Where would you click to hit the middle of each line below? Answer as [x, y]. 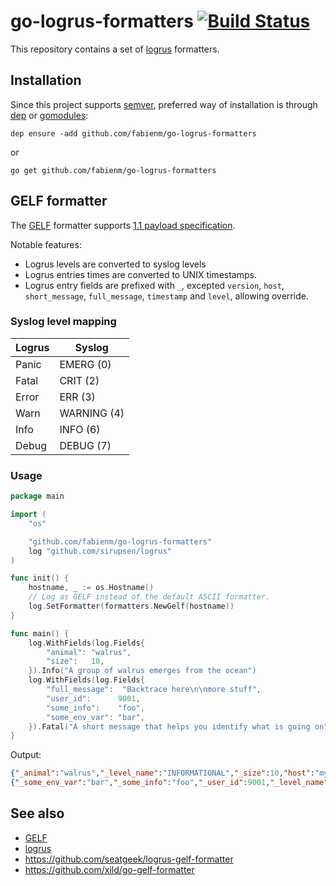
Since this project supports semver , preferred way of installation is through [164, 104]
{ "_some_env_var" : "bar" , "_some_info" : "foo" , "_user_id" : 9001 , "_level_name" [169, 783]
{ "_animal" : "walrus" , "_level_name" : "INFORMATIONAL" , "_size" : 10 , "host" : [162, 773]
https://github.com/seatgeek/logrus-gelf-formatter [129, 859]
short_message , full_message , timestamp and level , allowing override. [166, 296]
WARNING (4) [92, 413]
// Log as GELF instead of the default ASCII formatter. [149, 597]
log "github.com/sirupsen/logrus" [100, 551]
